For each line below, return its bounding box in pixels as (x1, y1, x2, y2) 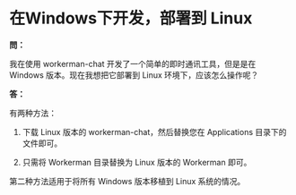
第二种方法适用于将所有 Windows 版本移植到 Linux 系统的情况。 (9, 175, 246, 186)
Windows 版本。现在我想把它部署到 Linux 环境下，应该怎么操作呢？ (9, 69, 259, 81)
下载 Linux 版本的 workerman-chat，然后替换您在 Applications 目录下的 (22, 126, 287, 137)
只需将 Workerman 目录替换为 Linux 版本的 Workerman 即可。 (22, 157, 252, 167)
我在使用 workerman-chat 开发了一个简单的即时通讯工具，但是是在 (9, 58, 257, 69)
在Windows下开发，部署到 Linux (9, 8, 253, 29)
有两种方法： (9, 107, 57, 118)
